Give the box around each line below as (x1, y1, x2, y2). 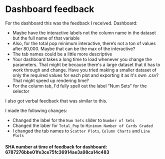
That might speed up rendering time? (12, 77, 89, 83)
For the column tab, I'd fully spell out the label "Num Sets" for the (12, 82, 147, 88)
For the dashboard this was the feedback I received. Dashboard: (5, 20, 137, 26)
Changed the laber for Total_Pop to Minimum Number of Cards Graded (12, 122, 153, 128)
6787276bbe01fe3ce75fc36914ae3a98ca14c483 (5, 149, 109, 155)
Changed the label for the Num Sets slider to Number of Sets (12, 117, 135, 123)
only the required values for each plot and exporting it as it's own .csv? (12, 72, 159, 78)
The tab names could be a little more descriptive (12, 51, 112, 57)
